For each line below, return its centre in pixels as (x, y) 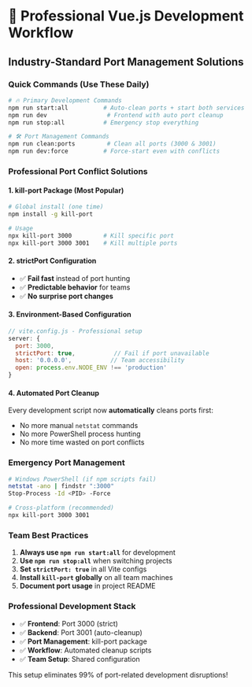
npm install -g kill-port (50, 214)
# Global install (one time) (56, 207)
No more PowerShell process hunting (80, 434)
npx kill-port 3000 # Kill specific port (91, 235)
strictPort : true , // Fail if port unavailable (113, 353)
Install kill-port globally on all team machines (96, 578)
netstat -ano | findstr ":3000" (61, 486)
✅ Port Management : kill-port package (83, 641)
